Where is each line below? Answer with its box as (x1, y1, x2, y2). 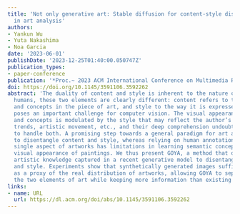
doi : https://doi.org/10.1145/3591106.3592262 (7, 83, 149, 91)
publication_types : (7, 63, 66, 71)
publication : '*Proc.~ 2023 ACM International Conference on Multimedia (7, 76, 229, 84)
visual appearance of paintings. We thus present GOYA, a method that (14, 150, 229, 157)
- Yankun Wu (7, 30, 43, 38)
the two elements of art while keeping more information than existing (14, 176, 232, 183)
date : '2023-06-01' (7, 51, 66, 58)
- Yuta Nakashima (7, 37, 59, 44)
